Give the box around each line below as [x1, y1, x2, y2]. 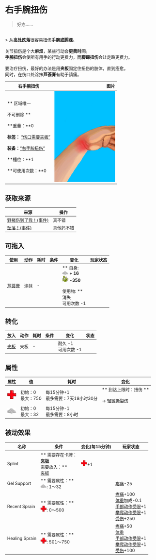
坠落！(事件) [7, 225, 32, 231]
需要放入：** [40, 464, 68, 470]
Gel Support [7, 480, 31, 486]
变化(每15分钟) [81, 444, 111, 450]
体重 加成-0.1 [115, 497, 142, 503]
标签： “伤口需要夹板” [7, 134, 51, 140]
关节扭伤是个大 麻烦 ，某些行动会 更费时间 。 [5, 48, 90, 54]
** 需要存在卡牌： [40, 452, 78, 458]
